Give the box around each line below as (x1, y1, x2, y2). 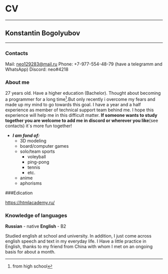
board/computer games (19, 143, 69, 149)
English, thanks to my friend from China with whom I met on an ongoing (5, 244, 153, 250)
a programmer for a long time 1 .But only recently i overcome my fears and (5, 95, 155, 102)
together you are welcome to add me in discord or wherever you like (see (5, 118, 158, 123)
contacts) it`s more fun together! (5, 123, 72, 129)
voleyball (27, 154, 46, 160)
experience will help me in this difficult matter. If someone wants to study (5, 112, 157, 118)
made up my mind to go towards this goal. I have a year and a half (5, 102, 141, 107)
